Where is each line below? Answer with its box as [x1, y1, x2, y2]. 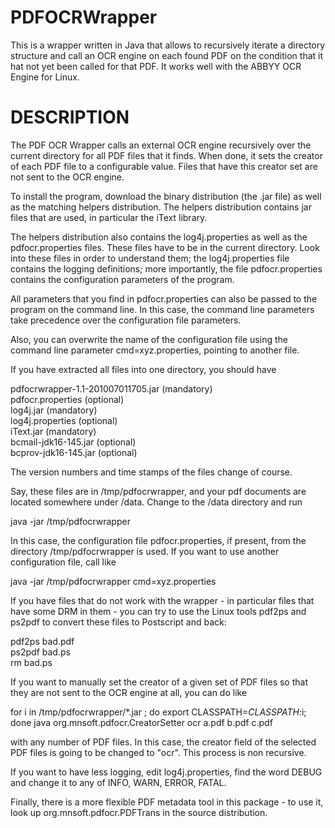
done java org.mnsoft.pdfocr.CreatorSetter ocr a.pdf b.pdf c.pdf [10, 716, 273, 728]
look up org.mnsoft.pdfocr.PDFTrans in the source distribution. [10, 806, 268, 818]
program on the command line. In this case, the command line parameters [10, 303, 315, 315]
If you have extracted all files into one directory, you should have [10, 363, 277, 375]
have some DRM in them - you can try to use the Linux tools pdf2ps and [10, 605, 307, 617]
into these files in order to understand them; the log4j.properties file [10, 252, 290, 264]
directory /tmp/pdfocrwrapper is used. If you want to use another [10, 545, 280, 557]
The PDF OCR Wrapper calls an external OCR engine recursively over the [10, 139, 312, 151]
